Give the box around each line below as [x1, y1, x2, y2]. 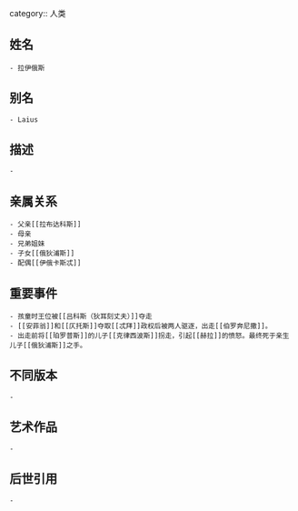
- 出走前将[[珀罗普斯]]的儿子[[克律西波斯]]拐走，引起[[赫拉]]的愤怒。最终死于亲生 [9, 331, 290, 341]
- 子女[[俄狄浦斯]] [9, 249, 75, 258]
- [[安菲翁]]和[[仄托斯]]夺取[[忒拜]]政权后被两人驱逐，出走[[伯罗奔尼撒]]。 [9, 322, 273, 331]
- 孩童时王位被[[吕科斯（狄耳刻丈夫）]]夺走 [9, 312, 153, 321]
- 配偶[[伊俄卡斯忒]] [9, 258, 82, 268]
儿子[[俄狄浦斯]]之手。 [9, 341, 87, 350]
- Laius [9, 115, 39, 125]
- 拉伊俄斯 [9, 63, 45, 73]
